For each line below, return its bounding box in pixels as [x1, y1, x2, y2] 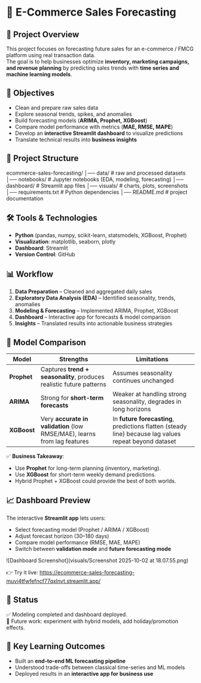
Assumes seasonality [112, 369, 172, 378]
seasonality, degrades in [112, 397, 181, 406]
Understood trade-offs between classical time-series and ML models [14, 663, 185, 671]
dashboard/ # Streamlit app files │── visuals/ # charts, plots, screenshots [6, 182, 188, 189]
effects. [6, 624, 25, 631]
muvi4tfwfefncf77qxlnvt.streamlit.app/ [6, 577, 101, 585]
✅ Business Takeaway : [6, 453, 65, 460]
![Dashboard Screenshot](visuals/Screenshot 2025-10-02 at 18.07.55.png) [6, 556, 188, 564]
